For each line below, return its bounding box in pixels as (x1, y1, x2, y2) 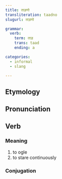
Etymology (5, 87, 40, 96)
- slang (10, 64, 26, 69)
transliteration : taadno (5, 12, 57, 17)
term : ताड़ (14, 36, 34, 41)
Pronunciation (5, 105, 51, 114)
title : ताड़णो (5, 7, 30, 13)
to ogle (12, 149, 28, 155)
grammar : (5, 26, 24, 31)
